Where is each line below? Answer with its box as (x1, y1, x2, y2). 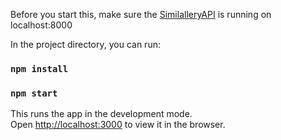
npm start (10, 87, 58, 99)
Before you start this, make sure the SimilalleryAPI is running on (10, 9, 272, 20)
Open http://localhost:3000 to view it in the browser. (10, 119, 226, 131)
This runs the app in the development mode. (10, 108, 193, 120)
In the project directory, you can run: (10, 39, 161, 50)
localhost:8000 (10, 19, 73, 31)
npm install (10, 63, 69, 74)
